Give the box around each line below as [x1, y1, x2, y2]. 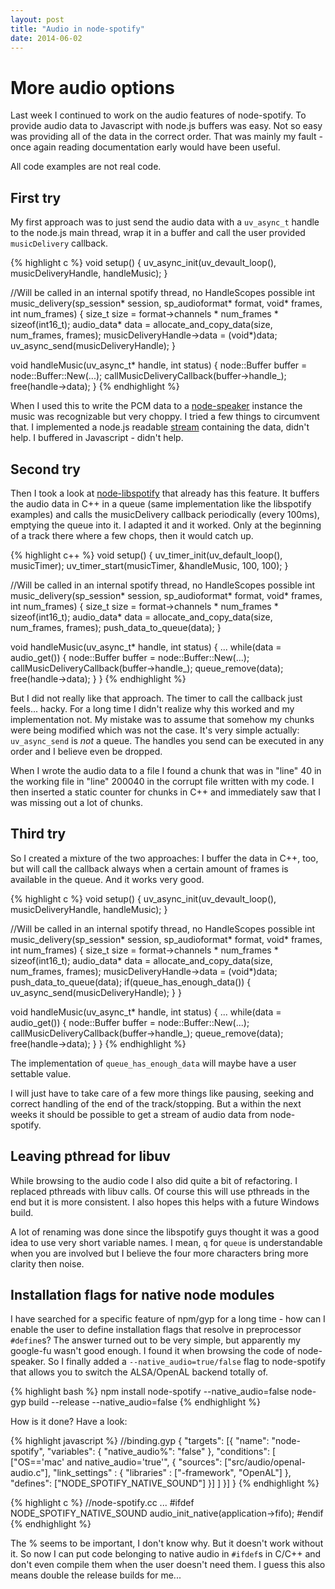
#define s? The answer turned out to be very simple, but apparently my [10, 1334, 301, 1346]
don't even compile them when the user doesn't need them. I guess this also [10, 1559, 326, 1571]
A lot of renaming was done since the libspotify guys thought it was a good [10, 1226, 320, 1238]
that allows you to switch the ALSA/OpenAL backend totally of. [10, 1366, 269, 1378]
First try [10, 189, 62, 206]
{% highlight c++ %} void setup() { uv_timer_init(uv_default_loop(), [10, 549, 283, 561]
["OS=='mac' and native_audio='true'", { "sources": [10, 1456, 223, 1468]
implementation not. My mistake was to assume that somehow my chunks [10, 713, 315, 725]
